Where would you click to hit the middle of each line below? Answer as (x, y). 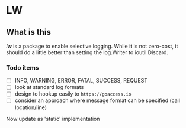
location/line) (31, 107)
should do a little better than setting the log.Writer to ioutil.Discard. (87, 52)
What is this (29, 32)
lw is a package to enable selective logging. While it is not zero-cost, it (92, 46)
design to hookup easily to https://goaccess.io (73, 94)
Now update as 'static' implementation (53, 119)
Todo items (23, 67)
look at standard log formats (49, 87)
